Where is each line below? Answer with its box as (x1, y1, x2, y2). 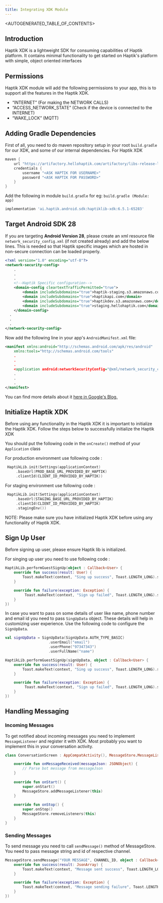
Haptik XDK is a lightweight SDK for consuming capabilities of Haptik (5, 47, 143, 54)
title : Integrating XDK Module (5, 7, 68, 12)
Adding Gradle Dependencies (5, 129, 96, 137)
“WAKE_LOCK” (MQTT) (12, 115, 59, 121)
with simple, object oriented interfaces (5, 58, 82, 64)
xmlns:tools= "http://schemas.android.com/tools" (14, 349, 114, 353)
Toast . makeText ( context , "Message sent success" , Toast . (22, 866, 140, 872)
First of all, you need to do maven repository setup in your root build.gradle (5, 142, 158, 148)
